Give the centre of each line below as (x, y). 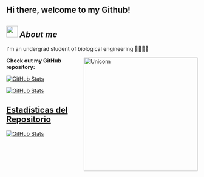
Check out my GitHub (34, 61)
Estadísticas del (37, 109)
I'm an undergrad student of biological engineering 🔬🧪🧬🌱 (77, 49)
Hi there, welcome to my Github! (68, 10)
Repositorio (29, 119)
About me (38, 34)
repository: (21, 67)
